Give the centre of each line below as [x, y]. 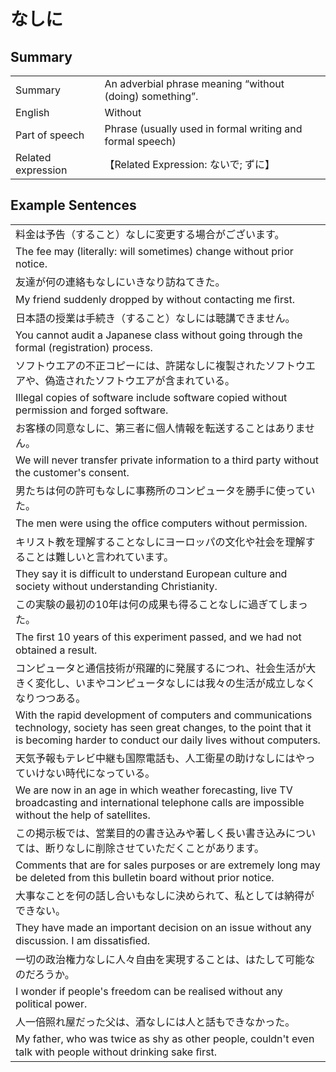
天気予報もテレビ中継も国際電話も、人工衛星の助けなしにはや [160, 758]
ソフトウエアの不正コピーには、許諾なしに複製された [141, 365]
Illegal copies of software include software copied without [151, 397]
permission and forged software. [92, 410]
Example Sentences [73, 205]
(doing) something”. [151, 96]
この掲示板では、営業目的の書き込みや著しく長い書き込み [151, 833]
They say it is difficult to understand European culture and [151, 573]
